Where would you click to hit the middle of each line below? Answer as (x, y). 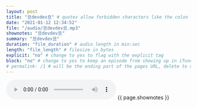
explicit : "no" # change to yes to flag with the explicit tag (85, 55)
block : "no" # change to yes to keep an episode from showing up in (91, 61)
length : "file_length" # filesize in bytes (60, 50)
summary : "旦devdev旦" (33, 39)
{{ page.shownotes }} (143, 98)
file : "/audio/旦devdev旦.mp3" (43, 28)
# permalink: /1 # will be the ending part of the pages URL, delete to (97, 66)
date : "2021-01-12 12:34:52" (42, 22)
